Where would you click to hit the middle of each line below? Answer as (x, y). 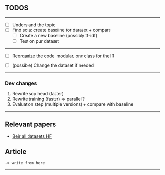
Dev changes (21, 83)
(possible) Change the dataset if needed (53, 65)
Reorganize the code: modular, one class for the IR (63, 56)
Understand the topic (34, 25)
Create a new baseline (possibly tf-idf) (58, 35)
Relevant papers (31, 124)
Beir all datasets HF (32, 136)
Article (16, 152)
